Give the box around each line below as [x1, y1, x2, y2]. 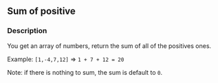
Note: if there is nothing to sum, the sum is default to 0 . [7, 68, 163, 76]
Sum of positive [7, 5, 76, 17]
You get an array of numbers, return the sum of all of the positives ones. [7, 41, 212, 50]
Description [7, 26, 47, 36]
